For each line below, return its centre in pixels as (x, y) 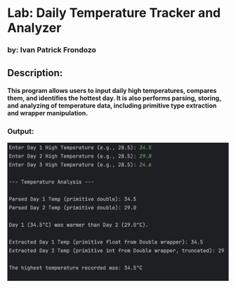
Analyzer (34, 28)
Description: (35, 73)
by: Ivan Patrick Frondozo (52, 50)
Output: (21, 132)
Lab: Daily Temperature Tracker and (114, 13)
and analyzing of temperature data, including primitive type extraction (112, 106)
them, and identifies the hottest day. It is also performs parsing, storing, (114, 98)
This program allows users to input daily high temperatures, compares (112, 91)
